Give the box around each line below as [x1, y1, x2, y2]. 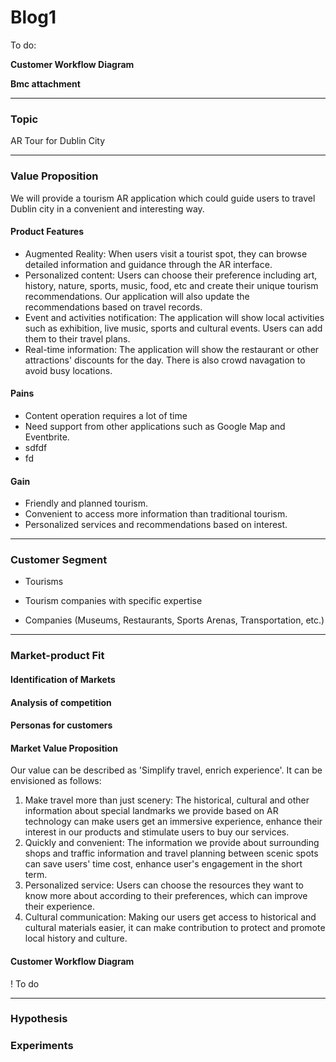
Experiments [10, 1039, 74, 1053]
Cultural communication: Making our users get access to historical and [24, 911, 317, 923]
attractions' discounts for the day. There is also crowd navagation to [24, 354, 306, 366]
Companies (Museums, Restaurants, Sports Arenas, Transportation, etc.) [24, 614, 325, 626]
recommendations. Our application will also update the [24, 290, 250, 302]
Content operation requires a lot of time [24, 409, 188, 421]
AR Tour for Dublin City [10, 135, 106, 147]
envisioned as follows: [10, 775, 102, 787]
